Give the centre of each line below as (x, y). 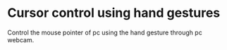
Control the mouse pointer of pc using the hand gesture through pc (105, 32)
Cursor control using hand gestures (114, 13)
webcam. (21, 39)
